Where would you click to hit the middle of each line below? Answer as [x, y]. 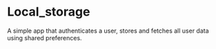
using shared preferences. [45, 37]
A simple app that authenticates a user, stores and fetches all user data [108, 31]
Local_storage [49, 12]
